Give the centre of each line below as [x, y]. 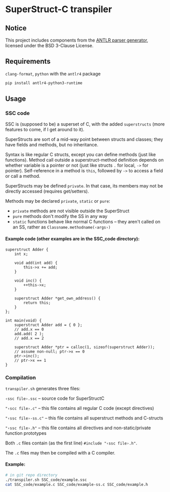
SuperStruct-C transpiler [59, 9]
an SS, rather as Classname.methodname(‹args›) [61, 227]
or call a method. [23, 176]
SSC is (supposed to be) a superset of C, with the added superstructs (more [85, 124]
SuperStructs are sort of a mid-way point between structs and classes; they [84, 139]
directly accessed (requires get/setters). [47, 192]
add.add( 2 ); [29, 334]
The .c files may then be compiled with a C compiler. [60, 452]
